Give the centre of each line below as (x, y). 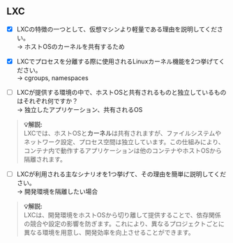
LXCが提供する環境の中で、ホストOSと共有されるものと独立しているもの (121, 92)
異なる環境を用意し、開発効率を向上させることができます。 (109, 233)
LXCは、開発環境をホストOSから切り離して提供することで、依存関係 (122, 215)
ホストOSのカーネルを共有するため (75, 46)
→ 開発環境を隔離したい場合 (57, 191)
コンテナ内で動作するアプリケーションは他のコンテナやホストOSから (123, 150)
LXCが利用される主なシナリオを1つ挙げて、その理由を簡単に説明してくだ (121, 174)
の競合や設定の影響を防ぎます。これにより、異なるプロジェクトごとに (124, 224)
